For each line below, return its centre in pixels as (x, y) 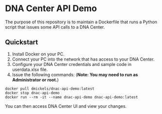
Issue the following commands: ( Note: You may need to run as (75, 74)
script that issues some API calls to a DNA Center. (55, 27)
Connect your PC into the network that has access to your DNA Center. (83, 59)
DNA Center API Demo (51, 8)
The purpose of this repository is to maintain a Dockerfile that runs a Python (81, 22)
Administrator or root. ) (36, 80)
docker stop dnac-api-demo (32, 93)
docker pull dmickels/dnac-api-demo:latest (50, 89)
